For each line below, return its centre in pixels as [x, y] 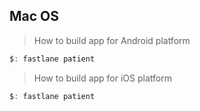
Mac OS [34, 16]
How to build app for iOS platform [102, 78]
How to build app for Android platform [112, 40]
